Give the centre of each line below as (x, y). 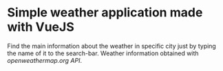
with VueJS (41, 27)
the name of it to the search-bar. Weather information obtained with (103, 53)
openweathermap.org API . (45, 60)
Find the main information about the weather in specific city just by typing (112, 46)
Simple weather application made (105, 13)
